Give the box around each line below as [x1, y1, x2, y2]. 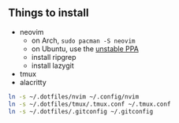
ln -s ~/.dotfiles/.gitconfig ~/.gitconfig [8, 107, 154, 115]
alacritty [19, 77, 47, 87]
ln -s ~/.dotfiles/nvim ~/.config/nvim [8, 92, 140, 101]
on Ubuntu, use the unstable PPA [31, 43, 140, 54]
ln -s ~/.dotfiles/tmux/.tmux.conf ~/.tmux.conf [8, 100, 171, 108]
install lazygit [31, 61, 75, 70]
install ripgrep [31, 52, 76, 61]
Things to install [8, 6, 89, 20]
